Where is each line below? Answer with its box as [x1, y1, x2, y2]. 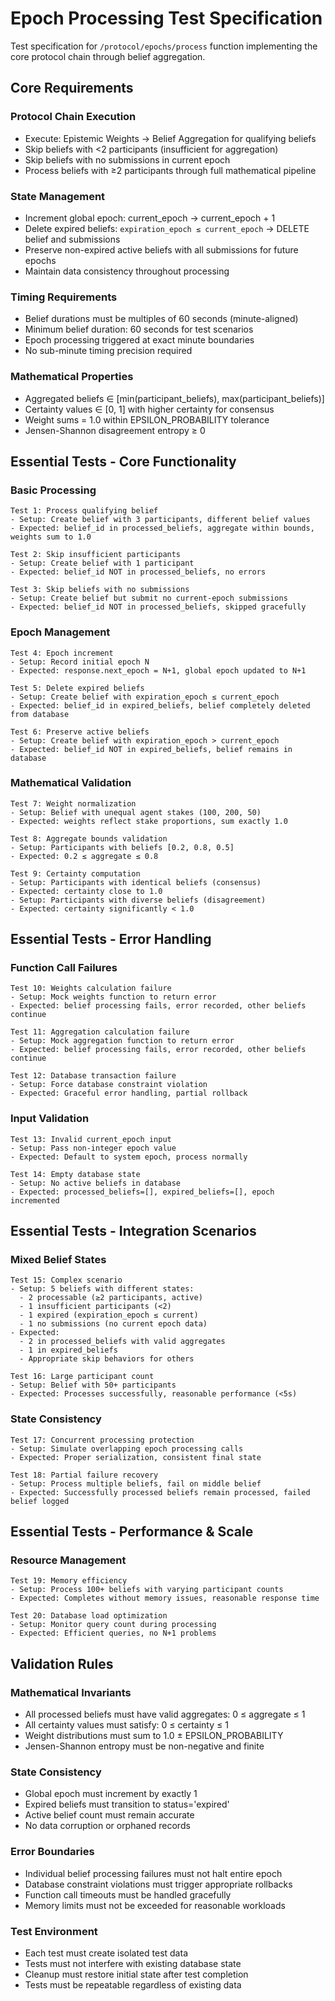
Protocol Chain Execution [10, 110, 137, 124]
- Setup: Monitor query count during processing [10, 1620, 217, 1630]
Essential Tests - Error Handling [10, 931, 212, 948]
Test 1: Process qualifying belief [10, 506, 159, 516]
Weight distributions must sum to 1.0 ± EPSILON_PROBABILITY [24, 1730, 284, 1742]
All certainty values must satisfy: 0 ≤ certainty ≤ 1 [24, 1719, 229, 1731]
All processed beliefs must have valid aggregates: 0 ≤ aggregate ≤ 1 [24, 1708, 306, 1721]
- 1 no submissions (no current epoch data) [19, 1319, 208, 1329]
